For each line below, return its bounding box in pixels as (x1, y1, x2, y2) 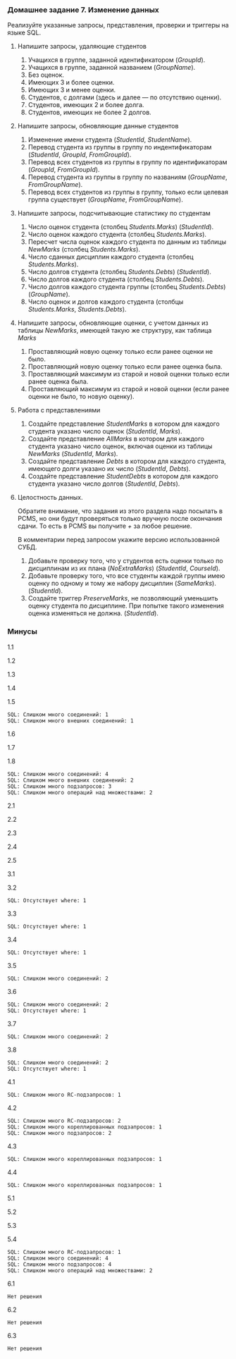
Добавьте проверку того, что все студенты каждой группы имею (27, 572, 225, 580)
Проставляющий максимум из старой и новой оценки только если (27, 370, 230, 379)
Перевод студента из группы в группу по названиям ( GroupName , (27, 173, 228, 181)
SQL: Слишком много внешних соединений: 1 (7, 717, 134, 724)
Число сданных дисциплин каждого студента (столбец (27, 252, 194, 262)
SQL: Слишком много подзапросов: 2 (7, 1129, 112, 1136)
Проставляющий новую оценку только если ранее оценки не (27, 348, 213, 356)
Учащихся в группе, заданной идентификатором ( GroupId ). (27, 56, 206, 64)
